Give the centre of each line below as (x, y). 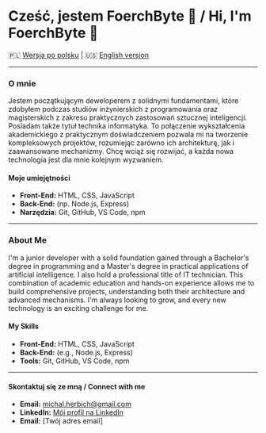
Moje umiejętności (40, 178)
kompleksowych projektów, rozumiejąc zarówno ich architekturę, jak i (122, 143)
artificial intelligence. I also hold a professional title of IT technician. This (126, 274)
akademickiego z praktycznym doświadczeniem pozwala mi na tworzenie (128, 135)
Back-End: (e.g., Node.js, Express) (76, 352)
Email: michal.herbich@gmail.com (76, 404)
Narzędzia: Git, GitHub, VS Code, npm (82, 213)
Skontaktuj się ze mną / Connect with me (77, 386)
